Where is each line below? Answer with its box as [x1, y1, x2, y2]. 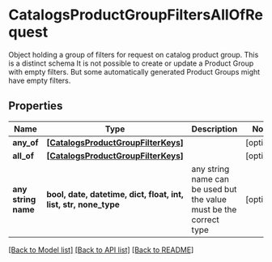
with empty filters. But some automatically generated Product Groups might [8, 67, 261, 76]
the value [191, 193, 227, 204]
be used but [191, 183, 237, 195]
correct [191, 213, 220, 225]
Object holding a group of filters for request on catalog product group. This [8, 49, 259, 59]
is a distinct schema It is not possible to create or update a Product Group [8, 58, 254, 68]
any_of [12, 136, 39, 148]
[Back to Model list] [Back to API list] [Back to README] [8, 245, 194, 255]
